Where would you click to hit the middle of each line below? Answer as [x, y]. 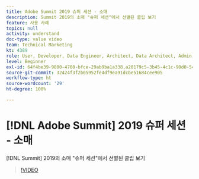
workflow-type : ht [29, 78]
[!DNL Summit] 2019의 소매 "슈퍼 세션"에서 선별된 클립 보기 [76, 158]
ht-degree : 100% [26, 89]
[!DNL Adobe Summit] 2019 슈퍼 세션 [96, 126]
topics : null [22, 28]
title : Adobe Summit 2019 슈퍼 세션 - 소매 [57, 12]
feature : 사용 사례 [28, 23]
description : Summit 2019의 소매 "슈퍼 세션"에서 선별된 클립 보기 [81, 17]
